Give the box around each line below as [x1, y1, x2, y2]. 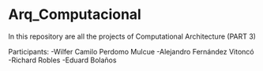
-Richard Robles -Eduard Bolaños [8, 55, 117, 65]
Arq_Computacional [8, 6, 142, 24]
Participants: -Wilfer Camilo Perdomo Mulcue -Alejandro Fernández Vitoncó [8, 47, 254, 56]
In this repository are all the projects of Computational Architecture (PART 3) [8, 32, 257, 41]
